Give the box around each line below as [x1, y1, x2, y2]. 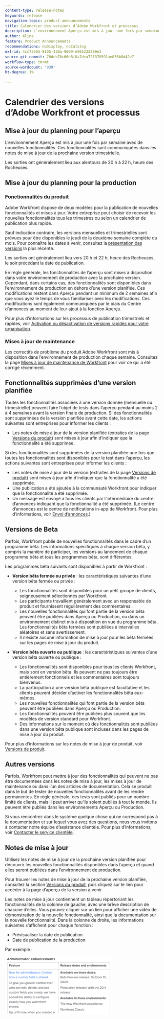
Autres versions [5, 760, 55, 768]
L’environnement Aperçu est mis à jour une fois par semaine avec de [5, 139, 143, 145]
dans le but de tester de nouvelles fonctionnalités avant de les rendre [5, 788, 144, 795]
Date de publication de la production [12, 937, 86, 943]
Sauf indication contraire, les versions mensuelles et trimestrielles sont [5, 230, 147, 235]
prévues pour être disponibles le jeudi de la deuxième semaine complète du [5, 235, 158, 241]
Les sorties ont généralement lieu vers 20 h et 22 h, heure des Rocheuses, [5, 255, 155, 260]
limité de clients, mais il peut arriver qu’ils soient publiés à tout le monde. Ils [5, 799, 157, 805]
